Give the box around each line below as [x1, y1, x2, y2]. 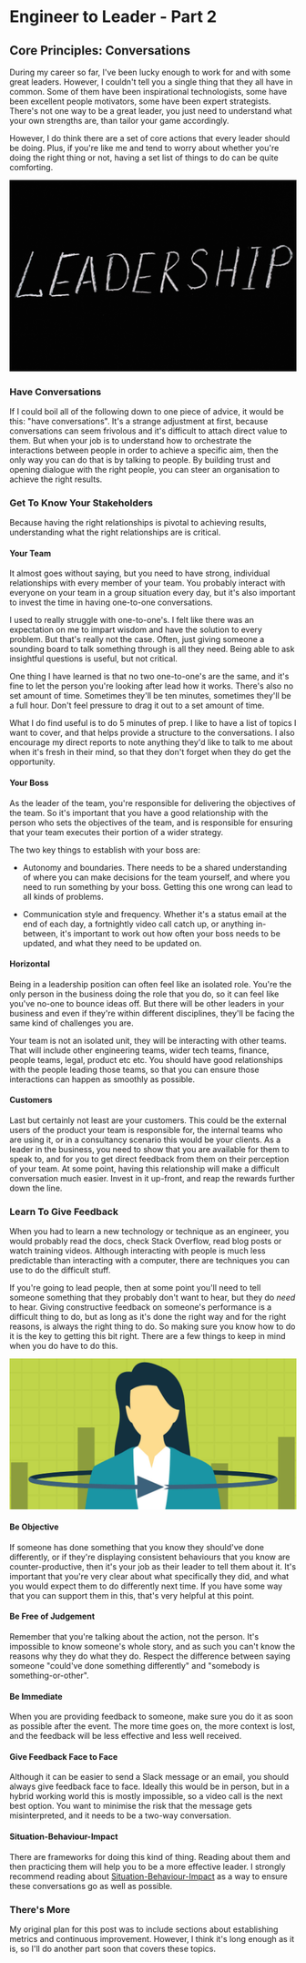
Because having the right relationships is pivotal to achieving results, [9, 517, 267, 528]
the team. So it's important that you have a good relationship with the [9, 807, 269, 818]
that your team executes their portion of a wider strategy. [9, 826, 224, 837]
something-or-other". [9, 1670, 89, 1682]
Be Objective [9, 1521, 59, 1532]
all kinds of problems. [22, 891, 104, 902]
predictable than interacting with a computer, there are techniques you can [9, 1255, 290, 1266]
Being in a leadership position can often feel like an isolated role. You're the [9, 978, 292, 989]
